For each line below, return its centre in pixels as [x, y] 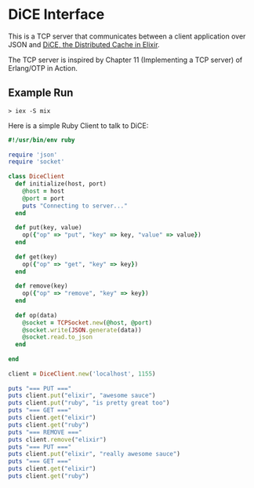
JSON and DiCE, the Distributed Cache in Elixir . [84, 44]
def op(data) [36, 315]
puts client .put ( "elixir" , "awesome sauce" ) [82, 396]
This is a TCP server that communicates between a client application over [127, 36]
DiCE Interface [56, 15]
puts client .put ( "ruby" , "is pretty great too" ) [89, 403]
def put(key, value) [49, 228]
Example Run [41, 93]
